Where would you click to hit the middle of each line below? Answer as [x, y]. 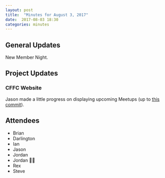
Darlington [24, 138]
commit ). [15, 104]
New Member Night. [27, 57]
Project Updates [32, 73]
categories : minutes [27, 24]
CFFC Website [24, 88]
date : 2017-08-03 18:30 [32, 19]
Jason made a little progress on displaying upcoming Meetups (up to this [82, 99]
